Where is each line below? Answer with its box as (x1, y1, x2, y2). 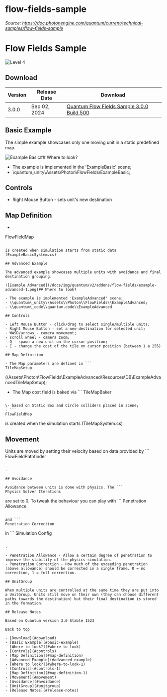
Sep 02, (31, 103, 50, 110)
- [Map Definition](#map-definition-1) (5, 670, 88, 675)
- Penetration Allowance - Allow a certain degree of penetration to (5, 553, 153, 558)
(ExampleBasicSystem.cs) (5, 252, 57, 257)
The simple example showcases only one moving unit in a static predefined (5, 139, 159, 145)
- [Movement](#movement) (5, 675, 57, 680)
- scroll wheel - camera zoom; (5, 335, 70, 340)
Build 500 (66, 109, 89, 116)
